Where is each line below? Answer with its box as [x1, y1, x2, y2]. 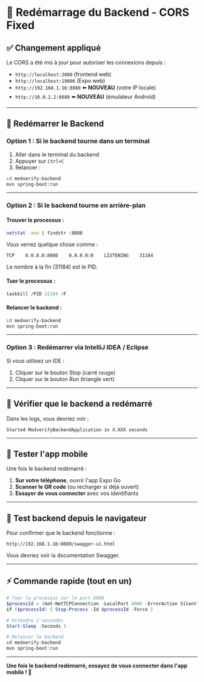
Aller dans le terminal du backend [15, 150, 100, 158]
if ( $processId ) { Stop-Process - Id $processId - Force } [6, 606, 154, 613]
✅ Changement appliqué [6, 43, 101, 53]
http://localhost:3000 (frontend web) [15, 71, 112, 78]
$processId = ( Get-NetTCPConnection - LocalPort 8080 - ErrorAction [6, 600, 178, 606]
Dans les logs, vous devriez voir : [6, 415, 89, 422]
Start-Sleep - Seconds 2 [6, 623, 67, 629]
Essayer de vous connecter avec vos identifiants [15, 490, 138, 497]
